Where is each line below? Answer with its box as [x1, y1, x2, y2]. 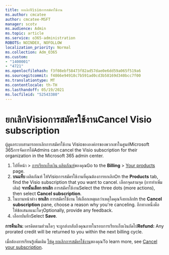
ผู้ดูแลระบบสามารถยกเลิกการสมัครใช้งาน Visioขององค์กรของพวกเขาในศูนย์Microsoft [5, 141, 150, 147]
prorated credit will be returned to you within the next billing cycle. [5, 229, 143, 235]
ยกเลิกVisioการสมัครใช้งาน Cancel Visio [5, 114, 152, 125]
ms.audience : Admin [5, 26, 46, 31]
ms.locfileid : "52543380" [5, 92, 60, 97]
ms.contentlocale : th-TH [5, 82, 58, 87]
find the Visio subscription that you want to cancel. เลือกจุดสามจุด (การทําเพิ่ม [12, 179, 162, 185]
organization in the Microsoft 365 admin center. [5, 152, 104, 159]
